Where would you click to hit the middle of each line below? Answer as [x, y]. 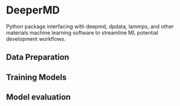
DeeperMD [33, 10]
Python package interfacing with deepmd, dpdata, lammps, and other [90, 26]
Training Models [36, 77]
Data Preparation [38, 57]
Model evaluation [38, 97]
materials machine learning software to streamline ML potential [82, 32]
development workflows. [36, 39]
